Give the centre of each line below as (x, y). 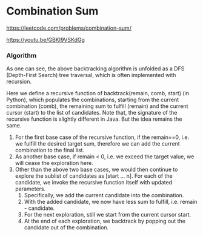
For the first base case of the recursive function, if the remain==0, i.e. (102, 137)
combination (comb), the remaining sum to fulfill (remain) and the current (97, 106)
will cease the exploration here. (54, 163)
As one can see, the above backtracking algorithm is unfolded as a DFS (95, 69)
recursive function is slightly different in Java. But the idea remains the (94, 119)
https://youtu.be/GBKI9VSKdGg (45, 39)
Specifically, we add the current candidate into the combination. (104, 195)
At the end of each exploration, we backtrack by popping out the (105, 221)
